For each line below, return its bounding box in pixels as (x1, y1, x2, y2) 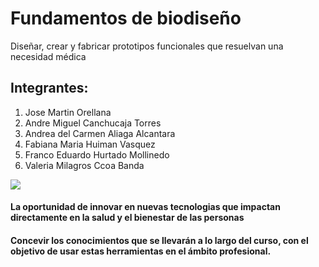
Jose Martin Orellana (24, 106, 112, 118)
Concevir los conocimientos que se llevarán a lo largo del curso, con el (10, 234, 309, 246)
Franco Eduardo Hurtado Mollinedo (24, 148, 170, 161)
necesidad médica (10, 50, 87, 62)
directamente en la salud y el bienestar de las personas (10, 212, 245, 224)
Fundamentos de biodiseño (10, 7, 242, 30)
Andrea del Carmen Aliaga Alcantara (24, 127, 176, 139)
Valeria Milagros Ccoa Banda (24, 159, 145, 171)
